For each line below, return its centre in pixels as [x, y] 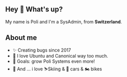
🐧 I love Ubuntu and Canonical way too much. [60, 56]
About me [21, 38]
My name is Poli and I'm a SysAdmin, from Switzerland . [63, 21]
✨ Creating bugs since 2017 [42, 50]
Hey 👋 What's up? [34, 9]
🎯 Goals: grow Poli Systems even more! [54, 61]
